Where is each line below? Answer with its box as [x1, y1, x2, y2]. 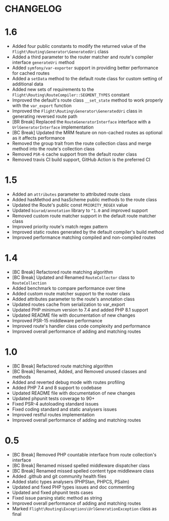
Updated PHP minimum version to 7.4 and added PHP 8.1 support [12, 307, 148, 313]
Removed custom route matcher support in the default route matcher [12, 213, 156, 219]
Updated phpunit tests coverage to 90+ [12, 395, 95, 402]
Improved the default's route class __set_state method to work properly [12, 97, 163, 103]
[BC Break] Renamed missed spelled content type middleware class [12, 468, 154, 474]
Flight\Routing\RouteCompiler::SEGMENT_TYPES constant [12, 92, 130, 98]
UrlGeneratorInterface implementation [12, 124, 94, 130]
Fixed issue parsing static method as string [12, 495, 103, 501]
